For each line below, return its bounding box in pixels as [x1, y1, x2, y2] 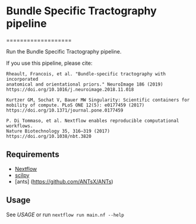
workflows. [6, 123, 33, 129]
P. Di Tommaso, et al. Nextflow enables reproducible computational [6, 118, 179, 124]
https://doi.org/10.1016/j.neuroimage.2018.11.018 [6, 86, 134, 93]
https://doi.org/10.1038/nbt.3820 [6, 133, 92, 139]
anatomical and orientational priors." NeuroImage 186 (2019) [6, 81, 163, 87]
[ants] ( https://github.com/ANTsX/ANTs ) [14, 178, 114, 185]
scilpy [14, 171, 30, 179]
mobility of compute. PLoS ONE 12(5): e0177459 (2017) [6, 102, 145, 108]
